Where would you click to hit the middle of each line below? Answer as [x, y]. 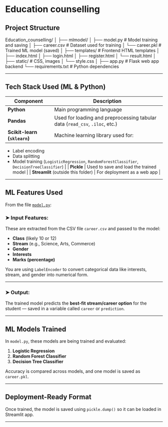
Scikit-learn [22, 132]
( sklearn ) [19, 138]
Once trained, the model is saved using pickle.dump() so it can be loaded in [83, 409]
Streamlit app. [19, 414]
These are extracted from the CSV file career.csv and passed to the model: [83, 228]
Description [107, 101]
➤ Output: [17, 292]
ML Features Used [34, 192]
